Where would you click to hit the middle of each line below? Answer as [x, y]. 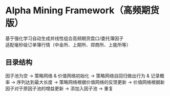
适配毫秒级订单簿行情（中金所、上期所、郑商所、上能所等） [68, 44]
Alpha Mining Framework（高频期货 [82, 10]
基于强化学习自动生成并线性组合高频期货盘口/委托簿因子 [65, 38]
